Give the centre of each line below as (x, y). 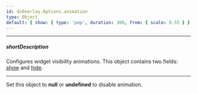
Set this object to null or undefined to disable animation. (74, 85)
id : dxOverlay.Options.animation (47, 11)
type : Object (22, 17)
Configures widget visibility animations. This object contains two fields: (92, 62)
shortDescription (27, 46)
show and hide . (25, 68)
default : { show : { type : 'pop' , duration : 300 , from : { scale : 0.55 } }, (99, 22)
